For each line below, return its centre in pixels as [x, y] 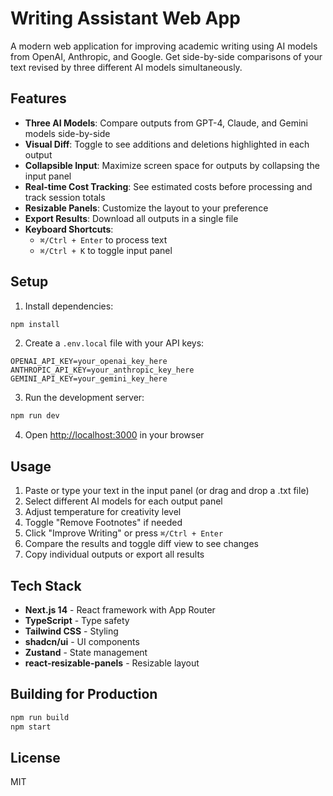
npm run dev [35, 416]
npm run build [40, 717]
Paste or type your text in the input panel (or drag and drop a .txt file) [167, 491]
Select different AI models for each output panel [123, 501]
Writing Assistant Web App [125, 18]
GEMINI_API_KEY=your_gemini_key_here [89, 379]
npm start [31, 727]
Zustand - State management [86, 652]
